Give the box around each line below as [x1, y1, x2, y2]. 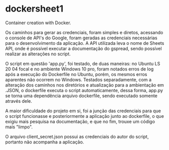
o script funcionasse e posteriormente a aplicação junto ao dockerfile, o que [5, 113, 164, 119]
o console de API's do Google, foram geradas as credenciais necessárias [5, 35, 157, 41]
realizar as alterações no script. [5, 51, 71, 57]
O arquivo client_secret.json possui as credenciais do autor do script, [5, 133, 149, 139]
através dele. [5, 98, 32, 104]
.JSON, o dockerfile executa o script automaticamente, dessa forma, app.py [5, 87, 163, 93]
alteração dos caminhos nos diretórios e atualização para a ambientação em [5, 82, 164, 88]
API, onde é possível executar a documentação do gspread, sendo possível [5, 45, 162, 51]
